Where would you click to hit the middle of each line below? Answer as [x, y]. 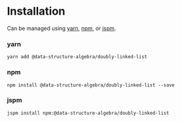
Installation [36, 11]
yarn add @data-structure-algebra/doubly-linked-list [77, 57]
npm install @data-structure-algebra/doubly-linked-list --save [91, 85]
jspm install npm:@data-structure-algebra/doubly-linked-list [88, 113]
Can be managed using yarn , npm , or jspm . [62, 28]
